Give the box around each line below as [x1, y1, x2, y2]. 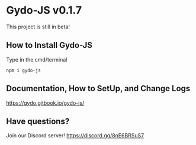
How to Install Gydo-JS [6, 40, 93, 50]
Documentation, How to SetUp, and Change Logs [6, 83, 191, 94]
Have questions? [6, 116, 70, 126]
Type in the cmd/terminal [6, 56, 68, 63]
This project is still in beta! [6, 23, 70, 30]
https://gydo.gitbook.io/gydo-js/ [6, 99, 85, 107]
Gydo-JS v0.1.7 [6, 4, 82, 17]
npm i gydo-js [6, 67, 41, 73]
